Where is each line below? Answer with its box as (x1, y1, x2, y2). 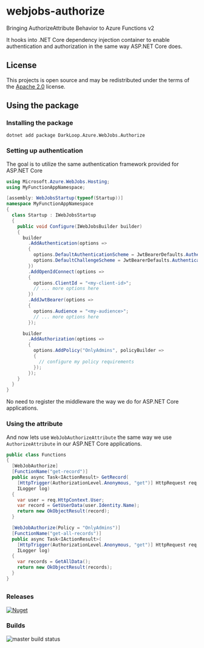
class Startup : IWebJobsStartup (12, 212, 97, 218)
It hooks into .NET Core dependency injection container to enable (6, 36, 170, 43)
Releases (6, 593, 35, 601)
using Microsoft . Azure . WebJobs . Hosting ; (6, 178, 110, 185)
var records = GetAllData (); (17, 559, 91, 565)
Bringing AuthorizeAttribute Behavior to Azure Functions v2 (6, 24, 155, 32)
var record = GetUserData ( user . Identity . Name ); (17, 503, 140, 509)
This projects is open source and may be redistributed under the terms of (6, 76, 190, 83)
